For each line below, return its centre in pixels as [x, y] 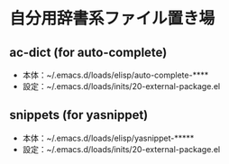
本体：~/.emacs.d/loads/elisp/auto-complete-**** [115, 75]
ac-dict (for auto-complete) [88, 52]
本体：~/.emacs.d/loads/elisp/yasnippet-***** [108, 138]
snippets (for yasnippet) [79, 115]
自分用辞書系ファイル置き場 [112, 18]
